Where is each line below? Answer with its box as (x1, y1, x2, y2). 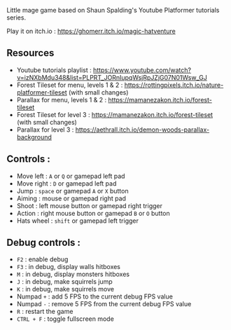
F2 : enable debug (16, 255, 69, 263)
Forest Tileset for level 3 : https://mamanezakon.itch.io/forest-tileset (16, 110, 213, 118)
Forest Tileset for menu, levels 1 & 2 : (16, 81, 123, 89)
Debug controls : (6, 237, 81, 249)
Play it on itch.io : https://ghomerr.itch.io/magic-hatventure (6, 27, 176, 35)
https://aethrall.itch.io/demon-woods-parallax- (75, 125, 210, 134)
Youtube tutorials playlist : (16, 66, 92, 74)
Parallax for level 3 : (16, 125, 74, 134)
